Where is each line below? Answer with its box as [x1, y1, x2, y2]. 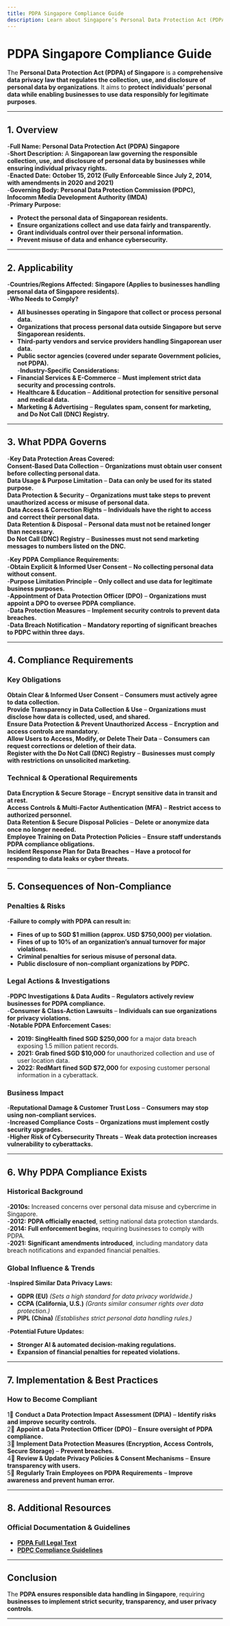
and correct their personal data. [7, 512, 100, 521]
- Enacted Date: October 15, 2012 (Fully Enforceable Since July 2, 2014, [7, 171, 212, 180]
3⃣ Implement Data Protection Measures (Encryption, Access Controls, [7, 1439, 214, 1448]
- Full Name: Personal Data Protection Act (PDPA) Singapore [7, 142, 180, 151]
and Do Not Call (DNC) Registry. [16, 410, 110, 418]
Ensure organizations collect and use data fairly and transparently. [16, 221, 212, 230]
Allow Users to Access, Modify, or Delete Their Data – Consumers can [7, 734, 210, 743]
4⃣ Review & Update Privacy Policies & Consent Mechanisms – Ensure [7, 1454, 211, 1462]
